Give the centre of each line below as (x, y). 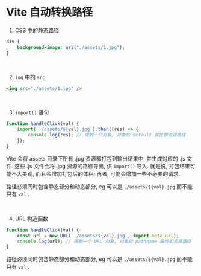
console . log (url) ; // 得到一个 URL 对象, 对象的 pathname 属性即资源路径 (104, 241)
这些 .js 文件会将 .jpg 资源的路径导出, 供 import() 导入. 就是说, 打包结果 (102, 166)
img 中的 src (30, 77)
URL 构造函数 (32, 219)
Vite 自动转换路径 (50, 12)
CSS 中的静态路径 (37, 30)
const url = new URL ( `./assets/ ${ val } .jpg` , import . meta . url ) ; (98, 236)
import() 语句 (32, 112)
